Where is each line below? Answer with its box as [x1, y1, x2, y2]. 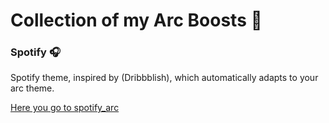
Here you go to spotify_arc [10, 102, 120, 114]
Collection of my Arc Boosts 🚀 [10, 9, 263, 32]
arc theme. [10, 82, 55, 94]
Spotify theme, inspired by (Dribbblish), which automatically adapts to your [10, 72, 319, 84]
